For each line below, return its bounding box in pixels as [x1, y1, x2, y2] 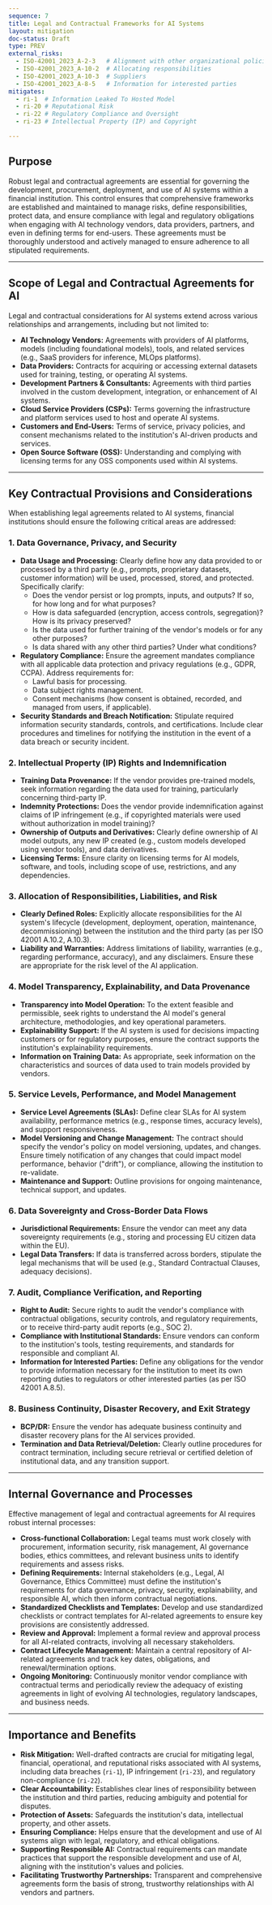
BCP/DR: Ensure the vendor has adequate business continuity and [19, 1421, 242, 1431]
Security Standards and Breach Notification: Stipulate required [19, 711, 234, 721]
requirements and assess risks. [19, 1559, 125, 1569]
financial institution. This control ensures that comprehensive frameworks [8, 193, 254, 203]
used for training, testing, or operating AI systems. [19, 369, 188, 379]
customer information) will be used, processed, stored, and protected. [19, 573, 254, 583]
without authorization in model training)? [19, 818, 155, 828]
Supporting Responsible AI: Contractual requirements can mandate [19, 1844, 248, 1855]
